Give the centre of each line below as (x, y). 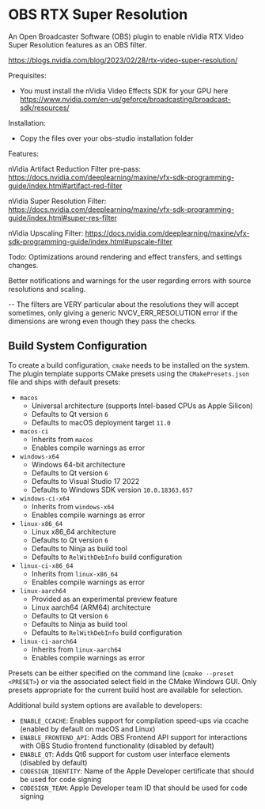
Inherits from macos (62, 439)
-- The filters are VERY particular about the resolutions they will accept (124, 304)
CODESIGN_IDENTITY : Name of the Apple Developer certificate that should (137, 771)
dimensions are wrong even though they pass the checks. (102, 321)
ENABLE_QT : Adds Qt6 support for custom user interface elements (125, 754)
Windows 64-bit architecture (78, 464)
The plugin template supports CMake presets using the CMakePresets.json (129, 373)
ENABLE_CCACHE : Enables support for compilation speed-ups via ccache (134, 720)
